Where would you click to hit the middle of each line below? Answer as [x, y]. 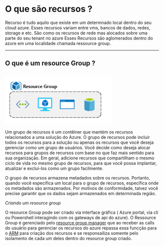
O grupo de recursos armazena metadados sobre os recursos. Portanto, [78, 178]
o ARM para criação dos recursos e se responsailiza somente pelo [72, 233]
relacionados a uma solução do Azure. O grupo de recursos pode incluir [78, 137]
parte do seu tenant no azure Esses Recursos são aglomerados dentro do [79, 38]
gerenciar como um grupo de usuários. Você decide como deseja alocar [78, 148]
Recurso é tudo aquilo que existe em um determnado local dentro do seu [78, 22]
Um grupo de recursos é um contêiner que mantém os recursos [69, 132]
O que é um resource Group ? [50, 63]
